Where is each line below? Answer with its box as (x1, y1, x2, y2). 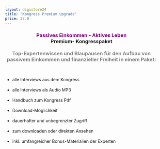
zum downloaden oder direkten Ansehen (12, 128, 94, 134)
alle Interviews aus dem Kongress (12, 76, 80, 82)
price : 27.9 (5, 16, 29, 21)
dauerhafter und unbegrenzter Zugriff (12, 118, 88, 123)
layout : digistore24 (5, 7, 47, 12)
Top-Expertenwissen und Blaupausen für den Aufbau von (12, 50, 151, 57)
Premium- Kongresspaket (50, 38, 112, 45)
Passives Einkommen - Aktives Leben (36, 32, 127, 39)
